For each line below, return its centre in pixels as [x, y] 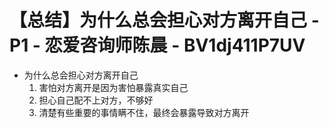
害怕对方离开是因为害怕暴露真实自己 [113, 87]
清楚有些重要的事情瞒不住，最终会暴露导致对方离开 [144, 112]
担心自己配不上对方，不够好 [96, 100]
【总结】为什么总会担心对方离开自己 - [164, 20]
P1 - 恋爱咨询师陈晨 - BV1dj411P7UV [157, 45]
